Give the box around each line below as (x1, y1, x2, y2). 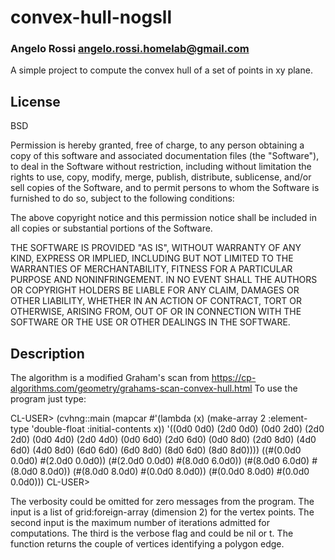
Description (10, 345, 85, 362)
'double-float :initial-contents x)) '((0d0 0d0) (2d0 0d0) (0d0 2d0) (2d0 (31, 423, 325, 435)
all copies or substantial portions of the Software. (10, 222, 213, 235)
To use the (254, 382, 298, 395)
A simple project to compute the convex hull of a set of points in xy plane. (10, 64, 313, 76)
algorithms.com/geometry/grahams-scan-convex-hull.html (10, 382, 253, 395)
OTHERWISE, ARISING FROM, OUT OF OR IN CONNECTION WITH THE (10, 306, 302, 318)
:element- (268, 412, 308, 425)
